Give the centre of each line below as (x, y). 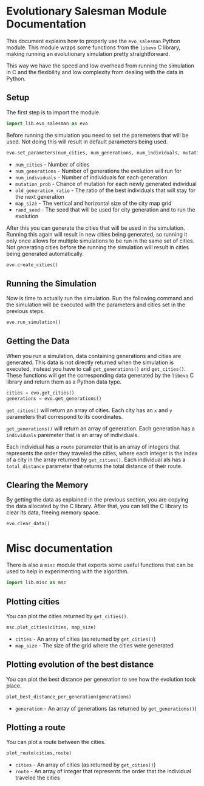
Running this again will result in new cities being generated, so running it (97, 234)
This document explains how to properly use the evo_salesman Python (93, 41)
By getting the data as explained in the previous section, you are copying (97, 500)
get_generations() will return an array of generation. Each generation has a (101, 428)
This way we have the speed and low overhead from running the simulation (100, 66)
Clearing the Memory (47, 485)
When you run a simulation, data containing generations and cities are (94, 356)
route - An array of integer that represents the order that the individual (103, 771)
